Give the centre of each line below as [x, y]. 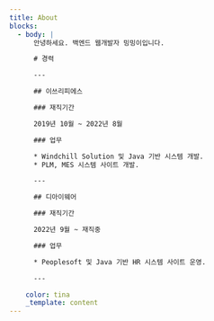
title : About [34, 18]
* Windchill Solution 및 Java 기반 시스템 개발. [118, 156]
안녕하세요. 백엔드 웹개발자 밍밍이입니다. [98, 43]
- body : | [36, 34]
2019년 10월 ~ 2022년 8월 [78, 124]
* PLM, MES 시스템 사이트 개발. [86, 165]
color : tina [48, 294]
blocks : [24, 26]
